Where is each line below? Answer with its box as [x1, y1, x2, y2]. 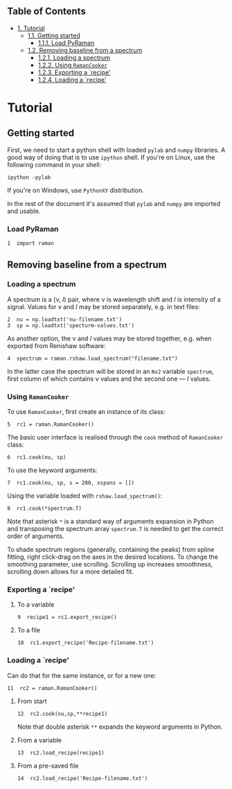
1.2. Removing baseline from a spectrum [27, 46, 143, 54]
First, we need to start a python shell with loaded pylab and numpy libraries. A [7, 146, 226, 154]
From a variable [17, 736, 62, 744]
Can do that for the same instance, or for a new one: [7, 671, 157, 679]
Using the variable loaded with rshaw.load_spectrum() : [7, 492, 163, 500]
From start [17, 697, 47, 705]
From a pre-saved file [17, 761, 79, 770]
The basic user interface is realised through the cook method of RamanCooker [7, 433, 224, 442]
